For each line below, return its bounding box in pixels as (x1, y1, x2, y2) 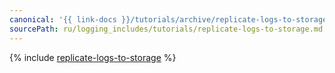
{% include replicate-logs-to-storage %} (9, 51, 177, 63)
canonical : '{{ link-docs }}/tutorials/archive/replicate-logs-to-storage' (9, 14, 332, 25)
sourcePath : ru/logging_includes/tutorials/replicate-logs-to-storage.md (9, 24, 324, 34)
